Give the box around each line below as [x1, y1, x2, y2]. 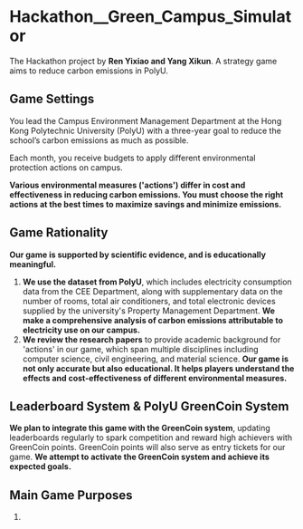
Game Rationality [9, 225, 109, 241]
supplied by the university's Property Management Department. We [22, 305, 276, 316]
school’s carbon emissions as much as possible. [9, 134, 189, 146]
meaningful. [9, 258, 57, 269]
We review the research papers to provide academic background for [22, 333, 281, 345]
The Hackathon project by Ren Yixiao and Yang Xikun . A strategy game [9, 55, 278, 66]
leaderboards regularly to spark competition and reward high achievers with [9, 432, 292, 443]
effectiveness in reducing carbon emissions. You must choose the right [9, 188, 284, 200]
